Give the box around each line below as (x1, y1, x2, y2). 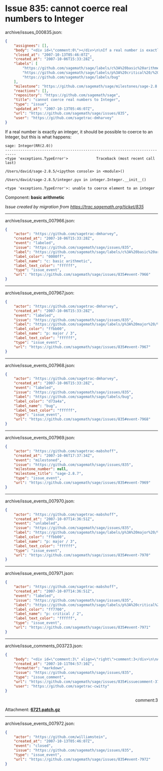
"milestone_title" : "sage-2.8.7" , (14, 471, 83, 476)
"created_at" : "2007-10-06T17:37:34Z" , (14, 453, 95, 458)
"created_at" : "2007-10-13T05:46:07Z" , (14, 739, 95, 744)
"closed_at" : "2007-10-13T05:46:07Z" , (14, 52, 92, 57)
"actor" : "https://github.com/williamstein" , (14, 734, 108, 739)
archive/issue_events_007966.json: (5, 218, 75, 223)
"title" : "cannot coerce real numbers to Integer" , (14, 98, 120, 102)
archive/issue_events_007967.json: (5, 290, 75, 296)
